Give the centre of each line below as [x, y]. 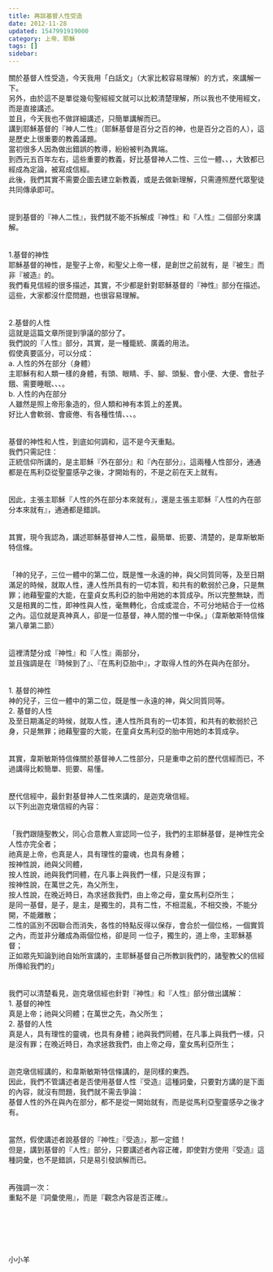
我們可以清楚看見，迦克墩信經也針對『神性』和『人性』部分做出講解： [126, 993]
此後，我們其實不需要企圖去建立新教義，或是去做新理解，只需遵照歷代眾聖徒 [136, 179]
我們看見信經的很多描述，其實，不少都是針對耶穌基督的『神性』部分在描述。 [136, 285]
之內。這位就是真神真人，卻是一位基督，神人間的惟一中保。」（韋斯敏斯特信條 [136, 615]
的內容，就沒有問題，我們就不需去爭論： [76, 1092]
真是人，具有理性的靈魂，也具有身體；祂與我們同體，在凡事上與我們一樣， [133, 1034]
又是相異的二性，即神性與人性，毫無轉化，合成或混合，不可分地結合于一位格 [136, 605]
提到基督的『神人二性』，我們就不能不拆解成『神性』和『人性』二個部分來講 [135, 217]
